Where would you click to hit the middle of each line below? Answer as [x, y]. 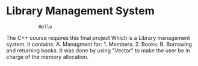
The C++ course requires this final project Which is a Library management [98, 37]
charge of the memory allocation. [48, 56]
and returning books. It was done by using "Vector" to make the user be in [98, 50]
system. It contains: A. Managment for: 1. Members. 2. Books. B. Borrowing [99, 44]
